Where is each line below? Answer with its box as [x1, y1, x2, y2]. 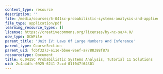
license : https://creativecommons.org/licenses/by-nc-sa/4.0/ [5, 30, 133, 35]
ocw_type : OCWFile [5, 35, 42, 39]
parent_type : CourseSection [5, 43, 62, 48]
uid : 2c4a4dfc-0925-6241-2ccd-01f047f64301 [5, 61, 95, 66]
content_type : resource [5, 7, 53, 12]
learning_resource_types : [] [5, 25, 64, 30]
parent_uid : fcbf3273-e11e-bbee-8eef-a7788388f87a [5, 48, 110, 53]
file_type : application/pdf [5, 20, 62, 26]
